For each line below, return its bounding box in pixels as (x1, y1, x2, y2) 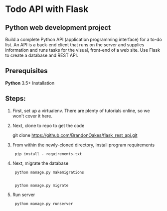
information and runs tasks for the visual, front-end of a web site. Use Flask (5, 47, 161, 53)
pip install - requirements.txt (14, 151, 82, 156)
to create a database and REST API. (5, 52, 78, 58)
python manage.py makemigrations (14, 170, 84, 175)
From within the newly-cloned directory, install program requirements (12, 142, 155, 148)
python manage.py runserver (14, 201, 73, 206)
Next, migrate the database (12, 160, 69, 166)
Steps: (5, 95, 26, 103)
